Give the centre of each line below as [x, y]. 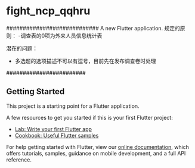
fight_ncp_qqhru [48, 11]
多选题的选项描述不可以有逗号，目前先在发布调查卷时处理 [85, 61]
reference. [19, 160]
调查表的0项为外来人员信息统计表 [61, 35]
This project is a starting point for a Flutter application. [73, 106]
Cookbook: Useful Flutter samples [57, 135]
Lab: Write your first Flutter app [53, 129]
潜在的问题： [22, 48]
